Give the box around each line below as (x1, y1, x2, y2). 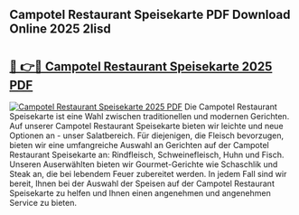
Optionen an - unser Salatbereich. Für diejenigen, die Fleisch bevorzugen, (9, 130, 285, 141)
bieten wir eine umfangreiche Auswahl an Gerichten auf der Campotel (9, 140, 269, 150)
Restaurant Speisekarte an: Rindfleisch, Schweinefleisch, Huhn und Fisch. (9, 149, 285, 160)
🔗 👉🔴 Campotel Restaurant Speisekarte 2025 (9, 59, 273, 74)
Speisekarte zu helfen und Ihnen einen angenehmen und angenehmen (9, 188, 271, 198)
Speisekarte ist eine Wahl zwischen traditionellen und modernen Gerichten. (9, 111, 290, 121)
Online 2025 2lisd (9, 22, 111, 37)
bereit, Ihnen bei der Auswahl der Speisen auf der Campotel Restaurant (9, 178, 276, 189)
